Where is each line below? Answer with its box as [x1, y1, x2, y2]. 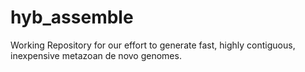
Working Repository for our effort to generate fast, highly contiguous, [10, 39, 296, 51]
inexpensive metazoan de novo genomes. [10, 49, 182, 61]
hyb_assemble [10, 6, 134, 29]
